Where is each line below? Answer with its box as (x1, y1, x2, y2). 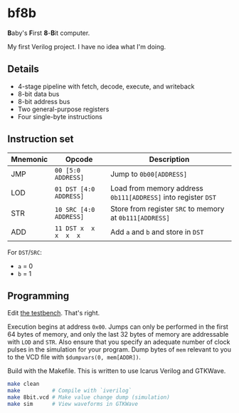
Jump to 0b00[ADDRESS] (110, 169, 187, 179)
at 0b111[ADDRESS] (110, 213, 170, 223)
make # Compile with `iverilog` (7, 387, 132, 394)
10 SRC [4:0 (54, 205, 95, 213)
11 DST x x (54, 224, 95, 233)
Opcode (65, 154, 93, 164)
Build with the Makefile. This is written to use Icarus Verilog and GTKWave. (7, 367, 226, 375)
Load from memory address (110, 183, 204, 193)
